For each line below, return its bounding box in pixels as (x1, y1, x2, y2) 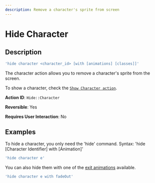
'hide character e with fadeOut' (5, 174, 74, 179)
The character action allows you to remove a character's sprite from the (5, 70, 151, 76)
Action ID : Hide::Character (5, 94, 60, 100)
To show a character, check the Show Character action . (5, 85, 117, 91)
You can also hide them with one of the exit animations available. (5, 165, 136, 171)
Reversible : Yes (5, 104, 37, 110)
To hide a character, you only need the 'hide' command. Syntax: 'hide (5, 141, 146, 147)
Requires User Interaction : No (5, 113, 67, 119)
